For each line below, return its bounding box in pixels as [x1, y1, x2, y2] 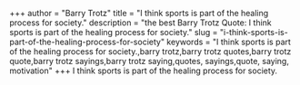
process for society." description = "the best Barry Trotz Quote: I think [9, 17, 273, 28]
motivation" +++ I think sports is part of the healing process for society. [9, 65, 278, 76]
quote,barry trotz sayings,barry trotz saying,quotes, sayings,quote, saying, [9, 56, 289, 66]
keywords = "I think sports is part [166, 36, 291, 47]
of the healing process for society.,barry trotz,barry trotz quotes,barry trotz [9, 46, 292, 57]
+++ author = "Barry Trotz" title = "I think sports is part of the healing [9, 8, 269, 18]
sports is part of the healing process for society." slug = [9, 27, 218, 37]
